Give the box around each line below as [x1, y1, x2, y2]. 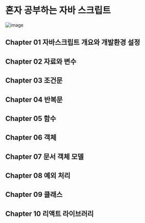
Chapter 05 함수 [5, 114, 56, 123]
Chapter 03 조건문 [5, 76, 63, 85]
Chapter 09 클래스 [5, 190, 63, 199]
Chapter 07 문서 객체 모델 [5, 152, 84, 161]
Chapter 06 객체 [5, 133, 56, 142]
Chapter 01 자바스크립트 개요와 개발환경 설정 [5, 38, 140, 47]
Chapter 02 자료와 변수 [5, 57, 77, 66]
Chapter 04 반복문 [5, 95, 63, 104]
